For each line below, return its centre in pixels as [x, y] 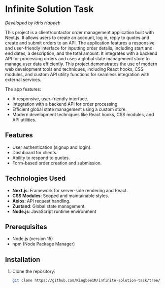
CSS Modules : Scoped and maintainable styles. [61, 196]
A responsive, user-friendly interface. [50, 99]
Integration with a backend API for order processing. [66, 104]
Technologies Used [35, 179]
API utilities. [24, 120]
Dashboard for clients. [35, 152]
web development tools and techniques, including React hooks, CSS [74, 69]
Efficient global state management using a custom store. [69, 109]
